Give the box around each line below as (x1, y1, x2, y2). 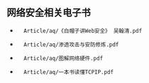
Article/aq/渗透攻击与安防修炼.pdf (23, 41, 119, 48)
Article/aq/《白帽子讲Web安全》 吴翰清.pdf (23, 27, 143, 34)
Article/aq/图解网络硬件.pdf (23, 55, 104, 62)
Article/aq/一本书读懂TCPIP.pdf (23, 68, 114, 76)
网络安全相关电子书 (6, 6, 91, 19)
